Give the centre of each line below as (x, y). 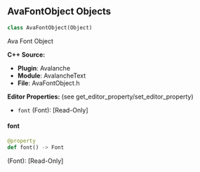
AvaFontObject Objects (59, 12)
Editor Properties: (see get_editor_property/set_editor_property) (101, 96)
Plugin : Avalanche (44, 68)
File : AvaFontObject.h (48, 83)
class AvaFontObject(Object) (50, 27)
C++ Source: (26, 55)
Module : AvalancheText (52, 76)
